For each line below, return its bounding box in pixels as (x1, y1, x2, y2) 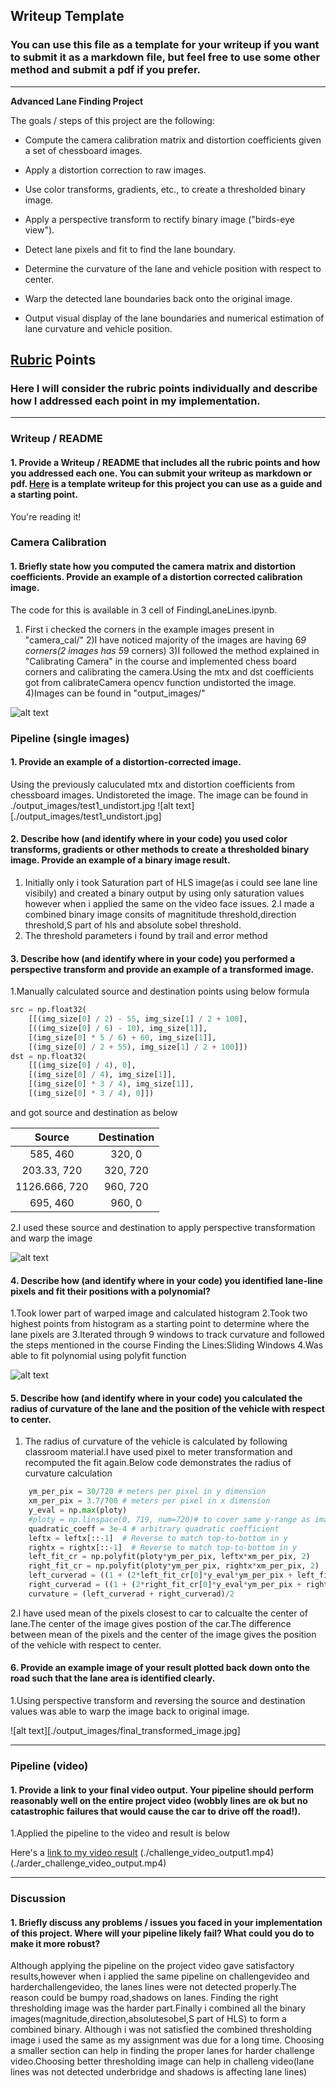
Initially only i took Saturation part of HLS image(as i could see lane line (24, 876, 318, 888)
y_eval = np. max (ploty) (28, 1505, 128, 1516)
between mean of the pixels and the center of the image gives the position (10, 1628, 317, 1640)
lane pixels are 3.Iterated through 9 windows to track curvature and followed (10, 1329, 325, 1341)
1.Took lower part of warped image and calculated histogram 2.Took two (10, 1307, 308, 1319)
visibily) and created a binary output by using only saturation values (24, 887, 305, 899)
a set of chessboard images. (24, 144, 143, 156)
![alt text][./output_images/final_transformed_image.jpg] (10, 1725, 241, 1737)
